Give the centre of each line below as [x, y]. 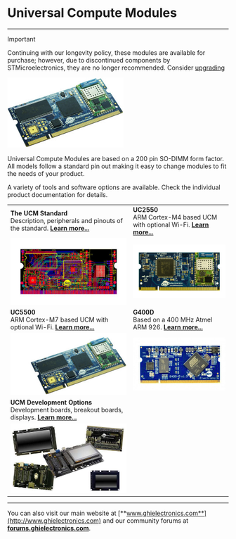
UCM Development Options [51, 402]
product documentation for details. [58, 194]
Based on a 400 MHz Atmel [173, 320]
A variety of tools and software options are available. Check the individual [114, 187]
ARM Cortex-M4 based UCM [175, 217]
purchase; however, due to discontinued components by [89, 60]
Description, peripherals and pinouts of [66, 221]
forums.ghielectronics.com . [49, 528]
